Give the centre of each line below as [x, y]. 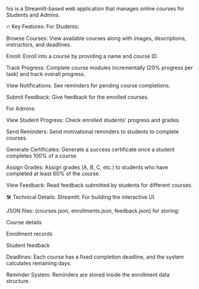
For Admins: [21, 109]
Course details [24, 222]
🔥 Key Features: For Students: [43, 26]
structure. [18, 281]
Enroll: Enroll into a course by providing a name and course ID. [82, 56]
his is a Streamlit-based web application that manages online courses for [95, 9]
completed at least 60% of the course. [53, 174]
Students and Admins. [33, 15]
